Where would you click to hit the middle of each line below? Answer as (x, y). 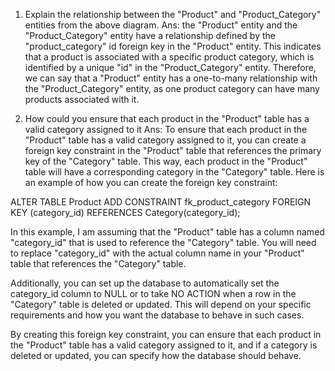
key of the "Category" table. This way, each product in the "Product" (166, 161)
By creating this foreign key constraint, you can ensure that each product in (166, 334)
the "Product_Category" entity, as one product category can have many (172, 88)
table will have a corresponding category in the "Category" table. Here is (174, 172)
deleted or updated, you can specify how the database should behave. (156, 355)
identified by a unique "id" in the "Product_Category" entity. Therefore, (170, 67)
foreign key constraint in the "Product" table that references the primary (173, 150)
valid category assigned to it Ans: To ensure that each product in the (166, 129)
